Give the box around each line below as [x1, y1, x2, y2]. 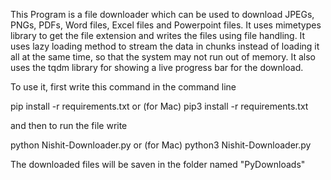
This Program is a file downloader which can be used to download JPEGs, [10, 9, 315, 20]
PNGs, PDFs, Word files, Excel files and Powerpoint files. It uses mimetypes [10, 19, 322, 31]
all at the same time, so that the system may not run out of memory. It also [10, 51, 316, 63]
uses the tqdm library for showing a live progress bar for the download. [10, 62, 304, 73]
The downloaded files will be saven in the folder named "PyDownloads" [10, 159, 306, 170]
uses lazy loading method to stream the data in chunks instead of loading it [10, 40, 320, 52]
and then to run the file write [10, 120, 128, 131]
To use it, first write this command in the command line [10, 81, 237, 93]
